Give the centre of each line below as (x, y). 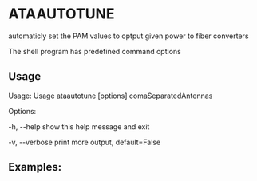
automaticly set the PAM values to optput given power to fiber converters (128, 36)
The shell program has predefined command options (95, 51)
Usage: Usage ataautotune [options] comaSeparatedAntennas (111, 96)
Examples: (35, 167)
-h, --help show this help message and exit (79, 126)
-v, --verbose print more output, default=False (85, 142)
